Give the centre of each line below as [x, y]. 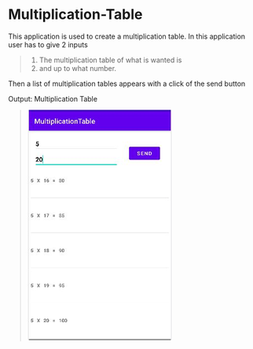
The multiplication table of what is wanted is [110, 60]
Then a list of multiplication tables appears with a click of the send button [127, 84]
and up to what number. [77, 68]
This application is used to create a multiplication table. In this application [127, 36]
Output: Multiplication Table [53, 98]
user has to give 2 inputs [48, 44]
